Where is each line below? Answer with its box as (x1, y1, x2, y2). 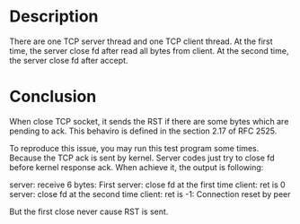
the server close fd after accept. (9, 55, 128, 65)
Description (9, 6, 99, 27)
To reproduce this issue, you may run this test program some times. (9, 142, 260, 153)
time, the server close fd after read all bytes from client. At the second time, (9, 45, 289, 56)
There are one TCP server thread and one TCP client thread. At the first (9, 36, 273, 47)
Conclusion (9, 87, 97, 107)
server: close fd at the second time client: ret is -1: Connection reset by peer (9, 188, 291, 199)
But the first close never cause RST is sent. (9, 206, 169, 217)
